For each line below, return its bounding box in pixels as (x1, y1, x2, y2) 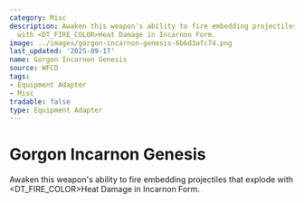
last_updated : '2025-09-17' (9, 47, 116, 56)
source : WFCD (9, 64, 59, 73)
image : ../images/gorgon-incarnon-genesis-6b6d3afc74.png (9, 38, 233, 48)
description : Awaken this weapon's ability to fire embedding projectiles (9, 22, 298, 31)
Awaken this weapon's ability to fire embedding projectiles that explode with (9, 174, 294, 185)
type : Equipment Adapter (9, 106, 103, 115)
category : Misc (9, 13, 67, 23)
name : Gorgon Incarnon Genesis (9, 55, 128, 64)
